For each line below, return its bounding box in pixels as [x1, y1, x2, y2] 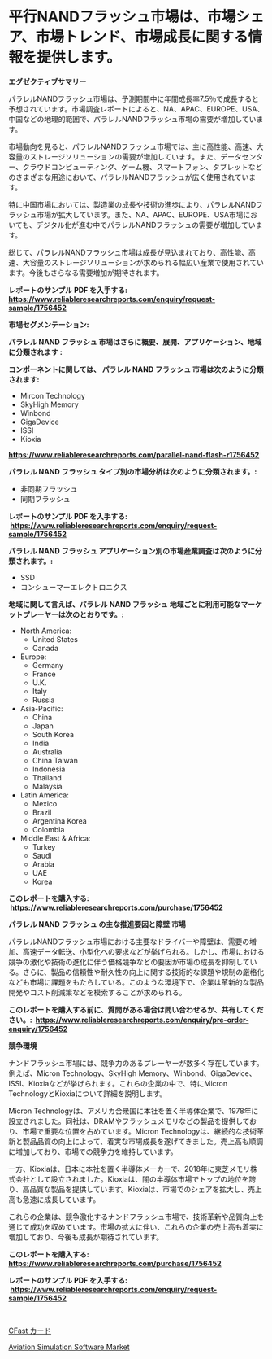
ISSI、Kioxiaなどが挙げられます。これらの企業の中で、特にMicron [8, 1078, 228, 1088]
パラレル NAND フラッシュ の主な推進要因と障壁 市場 [8, 919, 187, 929]
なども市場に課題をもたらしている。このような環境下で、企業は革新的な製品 [8, 977, 265, 987]
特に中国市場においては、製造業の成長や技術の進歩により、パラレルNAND [8, 199, 257, 209]
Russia [32, 695, 55, 705]
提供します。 [37, 48, 122, 67]
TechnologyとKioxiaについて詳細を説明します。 [8, 1088, 167, 1099]
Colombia [32, 824, 65, 834]
